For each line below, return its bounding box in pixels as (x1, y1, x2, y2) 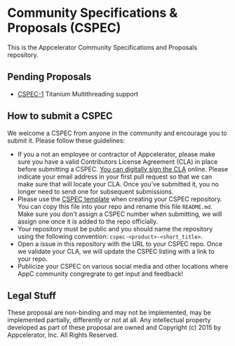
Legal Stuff (7, 290, 56, 302)
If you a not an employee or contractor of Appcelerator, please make (17, 150, 215, 158)
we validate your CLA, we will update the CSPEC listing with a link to (17, 247, 215, 255)
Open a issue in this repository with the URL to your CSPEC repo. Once (17, 239, 223, 248)
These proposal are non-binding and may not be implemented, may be (7, 308, 212, 317)
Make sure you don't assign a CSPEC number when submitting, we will (17, 210, 222, 218)
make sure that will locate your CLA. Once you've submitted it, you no (17, 179, 220, 188)
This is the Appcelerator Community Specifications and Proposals (7, 43, 198, 51)
